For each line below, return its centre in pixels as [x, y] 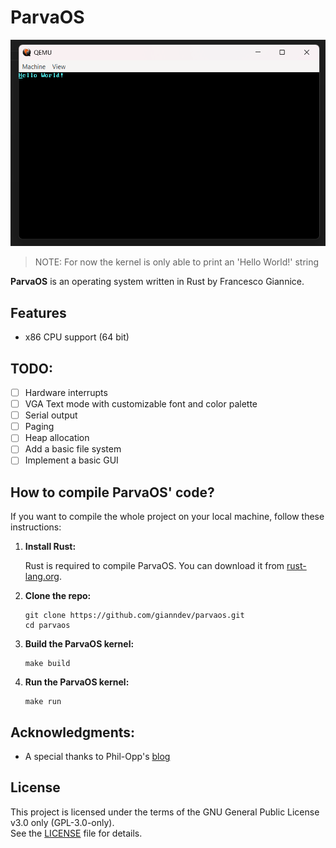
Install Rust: [50, 547]
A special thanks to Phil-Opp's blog [97, 757]
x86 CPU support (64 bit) [77, 337]
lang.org [42, 577]
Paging [39, 427]
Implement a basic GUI [71, 460]
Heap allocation [57, 438]
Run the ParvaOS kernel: [77, 682]
